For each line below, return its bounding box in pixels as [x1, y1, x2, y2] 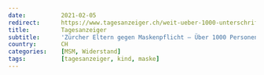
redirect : [8, 19, 41, 27]
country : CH [8, 41, 68, 48]
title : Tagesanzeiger [8, 26, 108, 34]
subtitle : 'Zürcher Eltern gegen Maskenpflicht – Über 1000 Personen [8, 33, 258, 41]
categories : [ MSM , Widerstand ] [8, 48, 122, 55]
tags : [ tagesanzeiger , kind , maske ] [8, 55, 159, 63]
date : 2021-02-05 [8, 11, 97, 20]
